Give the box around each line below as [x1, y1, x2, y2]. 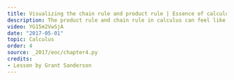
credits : [7, 56, 33, 63]
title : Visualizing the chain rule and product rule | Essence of [7, 10, 204, 17]
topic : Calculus [7, 36, 54, 43]
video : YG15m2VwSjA [7, 23, 64, 30]
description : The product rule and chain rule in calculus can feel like [7, 17, 226, 24]
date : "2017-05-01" [7, 29, 64, 37]
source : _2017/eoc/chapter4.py [7, 49, 98, 56]
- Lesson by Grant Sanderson [7, 62, 92, 69]
